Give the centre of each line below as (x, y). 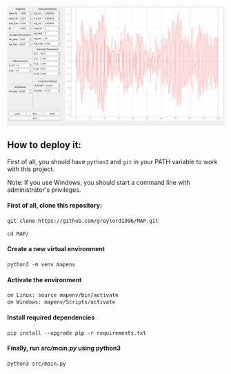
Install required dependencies (51, 317)
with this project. (31, 169)
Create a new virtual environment (56, 249)
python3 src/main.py (37, 364)
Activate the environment (44, 279)
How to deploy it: (44, 145)
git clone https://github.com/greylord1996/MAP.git (83, 221)
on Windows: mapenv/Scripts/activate (61, 302)
